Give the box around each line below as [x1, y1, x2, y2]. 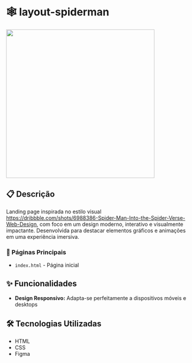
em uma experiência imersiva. [6, 233, 79, 240]
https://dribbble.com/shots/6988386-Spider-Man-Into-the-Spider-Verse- [6, 214, 185, 221]
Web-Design [6, 220, 37, 228]
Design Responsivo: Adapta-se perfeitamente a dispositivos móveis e [14, 294, 187, 301]
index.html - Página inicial [14, 261, 79, 269]
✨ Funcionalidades [6, 279, 77, 289]
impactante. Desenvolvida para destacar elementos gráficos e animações [6, 227, 186, 234]
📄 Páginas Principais [6, 248, 66, 256]
